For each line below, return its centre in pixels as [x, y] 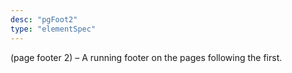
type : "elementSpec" [53, 29]
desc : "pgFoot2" [44, 19]
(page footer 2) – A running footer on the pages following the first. [146, 57]
